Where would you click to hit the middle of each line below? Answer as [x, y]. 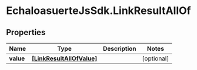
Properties [26, 32]
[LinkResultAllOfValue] [64, 58]
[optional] [156, 58]
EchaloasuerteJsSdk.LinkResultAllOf [98, 11]
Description [119, 49]
